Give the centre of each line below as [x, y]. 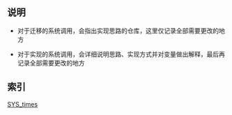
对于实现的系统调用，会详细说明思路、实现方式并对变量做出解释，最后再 [121, 54]
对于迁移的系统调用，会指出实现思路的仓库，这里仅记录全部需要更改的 [118, 31]
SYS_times [23, 104]
